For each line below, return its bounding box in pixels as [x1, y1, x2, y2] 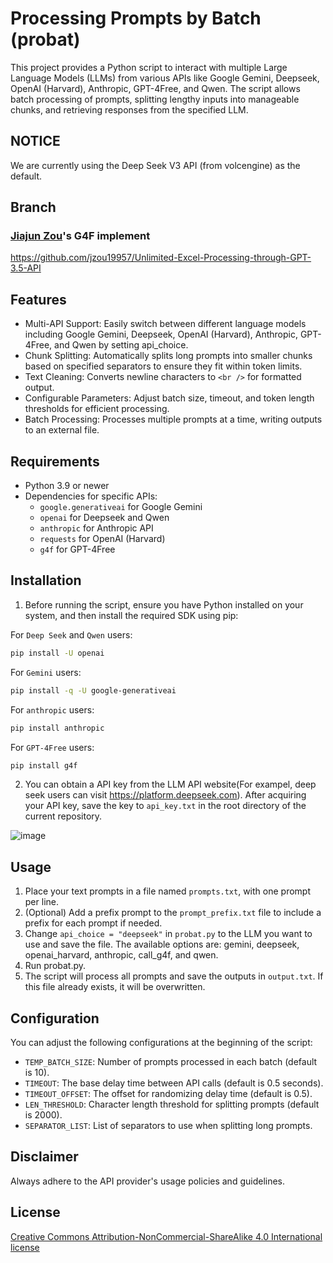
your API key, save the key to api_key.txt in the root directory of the [24, 800, 307, 812]
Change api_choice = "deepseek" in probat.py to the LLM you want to [24, 928, 313, 940]
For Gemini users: [10, 666, 82, 678]
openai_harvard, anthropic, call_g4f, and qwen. [24, 949, 219, 961]
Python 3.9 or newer [24, 480, 110, 492]
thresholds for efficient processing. [24, 403, 170, 415]
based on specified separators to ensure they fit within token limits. [24, 360, 303, 372]
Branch [10, 199, 57, 216]
